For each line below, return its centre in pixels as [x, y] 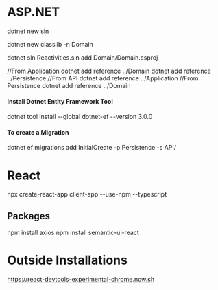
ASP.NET [34, 12]
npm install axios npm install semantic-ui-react [73, 233]
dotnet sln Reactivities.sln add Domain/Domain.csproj [83, 57]
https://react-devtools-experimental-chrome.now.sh [81, 280]
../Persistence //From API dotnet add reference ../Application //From [103, 78]
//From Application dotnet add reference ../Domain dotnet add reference [109, 71]
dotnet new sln [28, 31]
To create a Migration [38, 132]
